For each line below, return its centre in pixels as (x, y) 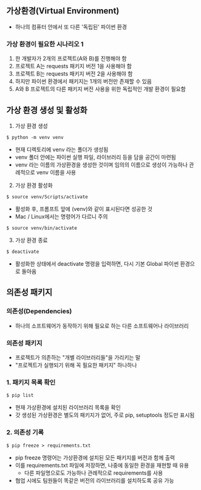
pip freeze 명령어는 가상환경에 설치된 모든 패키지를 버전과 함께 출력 (95, 457)
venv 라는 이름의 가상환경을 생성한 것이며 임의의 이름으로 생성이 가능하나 (101, 165)
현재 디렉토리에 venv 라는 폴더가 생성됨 (62, 149)
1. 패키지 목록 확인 (31, 382)
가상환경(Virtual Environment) (63, 11)
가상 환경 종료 (31, 240)
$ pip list (20, 396)
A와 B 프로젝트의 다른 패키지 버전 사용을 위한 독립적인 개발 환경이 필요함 (101, 89)
